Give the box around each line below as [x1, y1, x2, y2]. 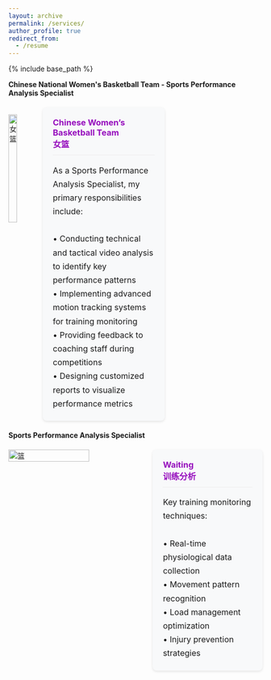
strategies [162, 648, 201, 659]
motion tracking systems [52, 302, 147, 313]
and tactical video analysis [52, 247, 154, 258]
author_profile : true [8, 27, 81, 35]
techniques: [162, 510, 208, 522]
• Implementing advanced [52, 288, 152, 300]
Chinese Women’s [52, 117, 126, 128]
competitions [52, 357, 102, 368]
